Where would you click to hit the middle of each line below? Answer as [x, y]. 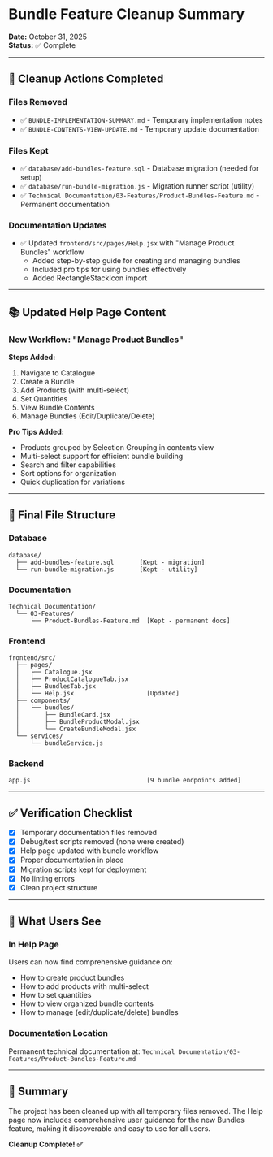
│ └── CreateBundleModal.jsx [76, 729]
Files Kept [28, 150]
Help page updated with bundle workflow [89, 851]
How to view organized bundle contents [87, 1003]
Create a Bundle [47, 381]
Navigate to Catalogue [58, 373]
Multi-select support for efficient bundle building [102, 456]
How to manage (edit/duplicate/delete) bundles [99, 1012]
